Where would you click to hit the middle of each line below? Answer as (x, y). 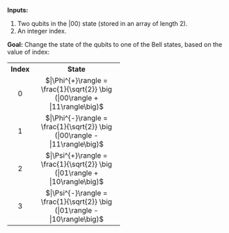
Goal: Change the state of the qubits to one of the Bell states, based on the (115, 44)
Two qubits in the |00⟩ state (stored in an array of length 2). (102, 23)
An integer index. (42, 31)
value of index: (29, 52)
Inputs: (18, 10)
